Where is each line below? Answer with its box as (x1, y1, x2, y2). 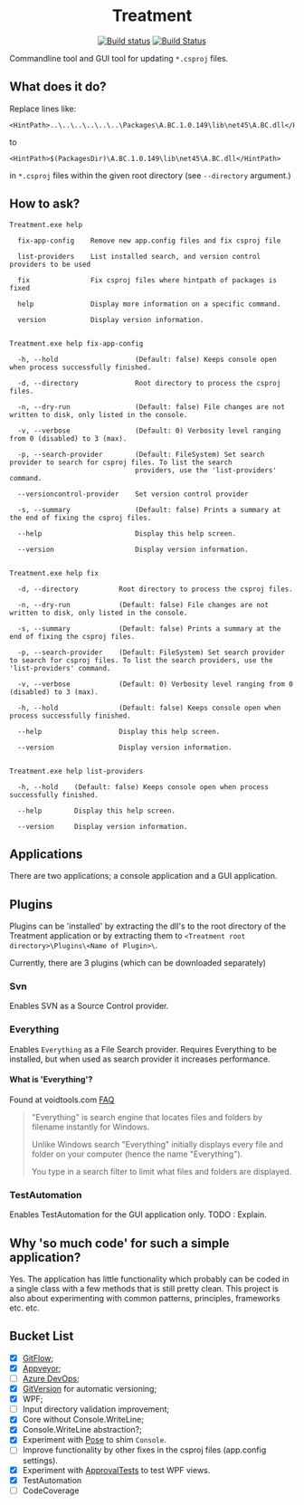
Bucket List (9, 1329, 74, 1344)
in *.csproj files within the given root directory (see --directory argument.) (9, 169, 291, 181)
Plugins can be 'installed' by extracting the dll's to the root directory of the (9, 920, 287, 932)
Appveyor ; (22, 1363, 62, 1374)
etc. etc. (9, 1302, 41, 1313)
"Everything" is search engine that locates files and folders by (31, 1111, 263, 1122)
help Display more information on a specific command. (17, 300, 281, 309)
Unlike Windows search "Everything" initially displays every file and (31, 1138, 283, 1149)
